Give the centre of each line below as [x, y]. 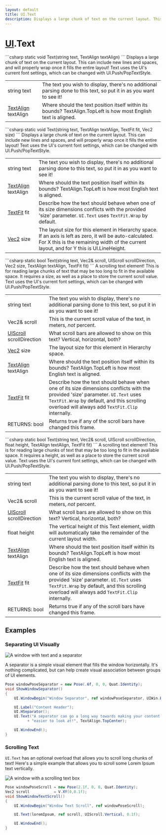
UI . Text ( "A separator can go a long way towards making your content [87, 717]
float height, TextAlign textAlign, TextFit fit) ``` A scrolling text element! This [82, 445]
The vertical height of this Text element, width [102, 527]
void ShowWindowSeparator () [34, 689]
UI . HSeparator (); [32, 712]
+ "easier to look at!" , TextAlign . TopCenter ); [77, 721]
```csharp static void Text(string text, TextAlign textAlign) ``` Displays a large [82, 57]
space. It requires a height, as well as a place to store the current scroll [77, 455]
